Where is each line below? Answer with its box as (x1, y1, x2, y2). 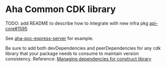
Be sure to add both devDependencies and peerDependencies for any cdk (5, 45, 161, 51)
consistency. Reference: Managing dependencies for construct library (5, 55, 152, 61)
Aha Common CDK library (5, 4, 116, 15)
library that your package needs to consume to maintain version (5, 50, 139, 56)
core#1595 (5, 25, 28, 31)
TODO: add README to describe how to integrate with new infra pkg (5, 20, 149, 26)
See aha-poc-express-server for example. (5, 35, 94, 41)
